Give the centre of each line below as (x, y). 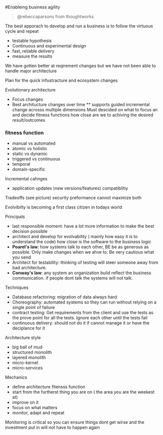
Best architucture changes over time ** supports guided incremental (81, 104)
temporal (21, 164)
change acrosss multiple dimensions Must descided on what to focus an (85, 110)
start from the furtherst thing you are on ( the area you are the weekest (83, 392)
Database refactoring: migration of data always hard (64, 297)
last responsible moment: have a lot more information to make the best (83, 226)
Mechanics (16, 377)
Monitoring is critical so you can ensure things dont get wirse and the (75, 422)
